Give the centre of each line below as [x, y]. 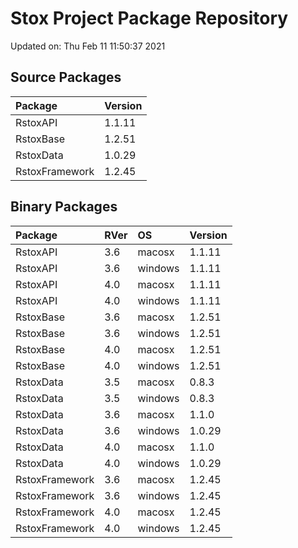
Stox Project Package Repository [149, 18]
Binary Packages [64, 207]
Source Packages [66, 77]
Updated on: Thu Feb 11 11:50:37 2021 [88, 46]
